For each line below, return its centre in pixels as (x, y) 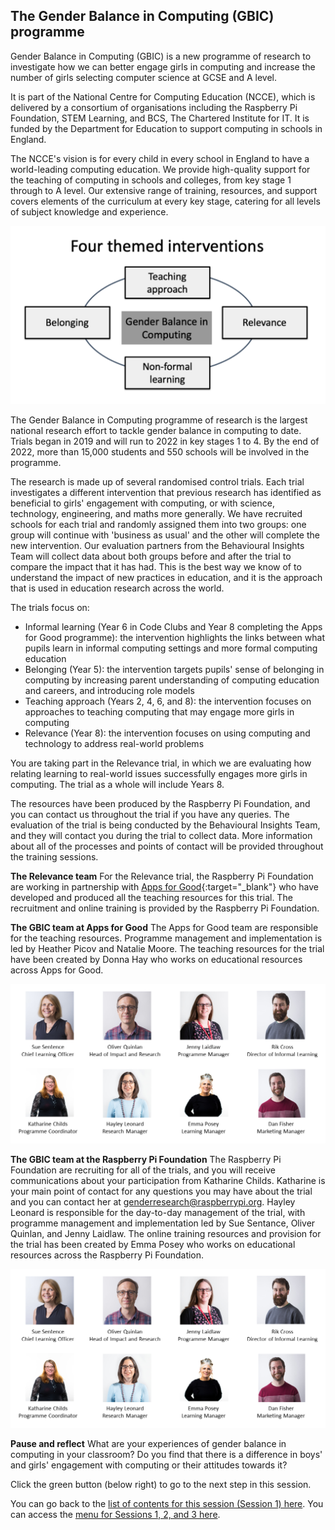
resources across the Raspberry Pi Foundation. (107, 1255)
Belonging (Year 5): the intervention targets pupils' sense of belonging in (174, 670)
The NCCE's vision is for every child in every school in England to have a (160, 158)
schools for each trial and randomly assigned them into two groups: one (158, 525)
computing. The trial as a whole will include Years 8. (117, 785)
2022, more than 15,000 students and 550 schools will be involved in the (160, 452)
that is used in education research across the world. (117, 588)
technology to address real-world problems (114, 744)
